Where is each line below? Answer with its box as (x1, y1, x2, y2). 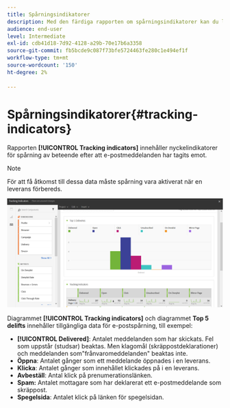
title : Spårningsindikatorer (7, 11, 90, 18)
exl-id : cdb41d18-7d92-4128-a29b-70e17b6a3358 (7, 40, 142, 47)
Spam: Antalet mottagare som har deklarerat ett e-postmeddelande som (16, 378, 221, 387)
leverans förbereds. (7, 185, 63, 193)
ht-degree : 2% (7, 69, 48, 75)
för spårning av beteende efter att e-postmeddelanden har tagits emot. (7, 151, 207, 159)
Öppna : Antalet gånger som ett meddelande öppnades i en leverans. (16, 357, 211, 365)
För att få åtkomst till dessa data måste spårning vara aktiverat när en (7, 178, 203, 186)
